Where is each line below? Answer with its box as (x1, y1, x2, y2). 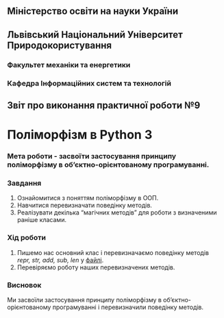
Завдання (7, 178, 42, 188)
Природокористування (7, 39, 112, 51)
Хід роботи (7, 233, 47, 243)
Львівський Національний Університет (7, 29, 184, 40)
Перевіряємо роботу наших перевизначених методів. (16, 263, 175, 271)
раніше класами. (16, 216, 67, 224)
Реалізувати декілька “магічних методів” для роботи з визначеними (16, 208, 217, 217)
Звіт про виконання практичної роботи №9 (7, 99, 201, 112)
